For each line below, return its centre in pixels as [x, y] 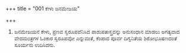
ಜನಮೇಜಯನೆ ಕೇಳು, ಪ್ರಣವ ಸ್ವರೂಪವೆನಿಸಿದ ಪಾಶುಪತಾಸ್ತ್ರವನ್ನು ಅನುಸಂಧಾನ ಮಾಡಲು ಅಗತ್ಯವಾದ [97, 32]
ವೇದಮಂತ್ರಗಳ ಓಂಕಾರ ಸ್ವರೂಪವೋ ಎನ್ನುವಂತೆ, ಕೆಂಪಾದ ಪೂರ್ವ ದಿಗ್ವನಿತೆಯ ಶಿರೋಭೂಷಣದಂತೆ [95, 38]
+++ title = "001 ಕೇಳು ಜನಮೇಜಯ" [43, 9]
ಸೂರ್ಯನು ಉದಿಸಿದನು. [35, 45]
